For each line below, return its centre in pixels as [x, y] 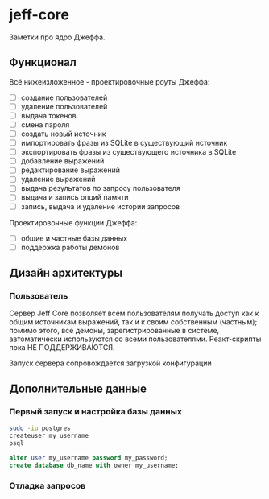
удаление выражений [58, 179]
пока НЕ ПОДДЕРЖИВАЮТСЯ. [62, 348]
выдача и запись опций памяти [74, 197]
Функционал [43, 62]
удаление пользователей [64, 106]
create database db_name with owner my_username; [94, 465]
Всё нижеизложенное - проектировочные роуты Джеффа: [110, 81]
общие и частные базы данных [74, 238]
